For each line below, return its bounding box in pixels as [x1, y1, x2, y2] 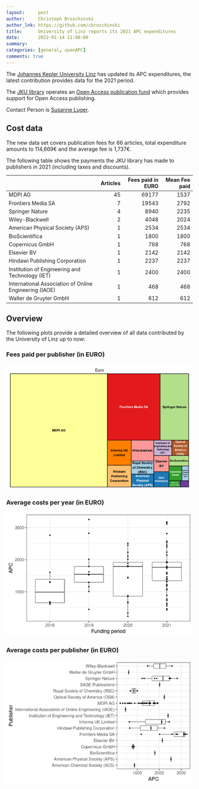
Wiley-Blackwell [8, 216, 49, 223]
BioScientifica [8, 232, 43, 240]
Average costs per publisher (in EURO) [6, 646, 119, 654]
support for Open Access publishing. [6, 94, 96, 102]
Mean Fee [165, 176, 191, 183]
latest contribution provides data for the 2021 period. [6, 77, 135, 84]
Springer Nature [8, 208, 48, 215]
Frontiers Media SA [8, 199, 56, 207]
